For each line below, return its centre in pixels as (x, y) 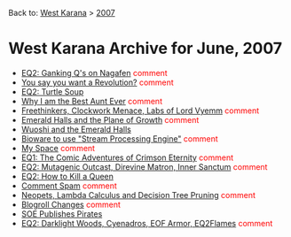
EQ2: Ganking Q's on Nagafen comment (94, 73)
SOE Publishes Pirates (62, 214)
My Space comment (58, 148)
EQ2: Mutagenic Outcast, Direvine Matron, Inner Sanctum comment (144, 166)
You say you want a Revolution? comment (97, 82)
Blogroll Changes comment (71, 204)
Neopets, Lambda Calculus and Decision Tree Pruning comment (138, 195)
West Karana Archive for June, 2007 (145, 49)
